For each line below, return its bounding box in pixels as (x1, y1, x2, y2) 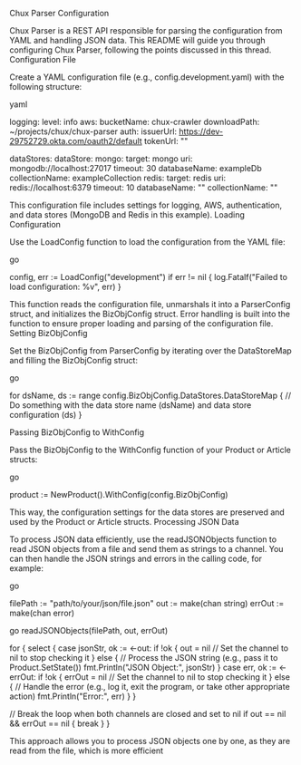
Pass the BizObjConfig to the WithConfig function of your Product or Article (9, 444, 292, 455)
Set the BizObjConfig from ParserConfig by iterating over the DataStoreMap (9, 345, 292, 356)
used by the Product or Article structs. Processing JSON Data (9, 517, 239, 527)
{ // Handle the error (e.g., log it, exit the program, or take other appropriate (9, 682, 290, 692)
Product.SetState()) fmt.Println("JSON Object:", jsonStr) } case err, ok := (9, 662, 277, 673)
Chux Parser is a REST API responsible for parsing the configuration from (9, 25, 283, 35)
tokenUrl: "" (143, 136, 189, 146)
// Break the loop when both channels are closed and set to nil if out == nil (9, 709, 286, 719)
